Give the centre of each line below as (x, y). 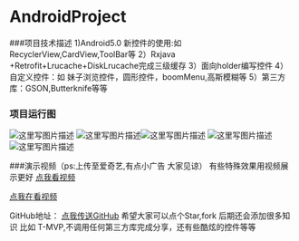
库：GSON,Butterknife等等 (59, 88)
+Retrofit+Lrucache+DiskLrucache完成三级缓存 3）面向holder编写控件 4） (149, 65)
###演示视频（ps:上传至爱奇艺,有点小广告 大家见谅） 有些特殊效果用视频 (145, 166)
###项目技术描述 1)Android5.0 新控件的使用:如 (96, 43)
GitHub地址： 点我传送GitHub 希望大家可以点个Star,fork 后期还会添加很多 (146, 216)
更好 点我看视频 (46, 178)
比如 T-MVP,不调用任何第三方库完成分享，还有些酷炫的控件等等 (138, 227)
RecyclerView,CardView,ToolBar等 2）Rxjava (92, 54)
